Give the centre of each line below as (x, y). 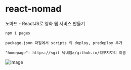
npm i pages (18, 33)
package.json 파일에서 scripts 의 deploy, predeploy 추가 (64, 43)
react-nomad (33, 9)
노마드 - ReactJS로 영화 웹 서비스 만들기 (45, 23)
